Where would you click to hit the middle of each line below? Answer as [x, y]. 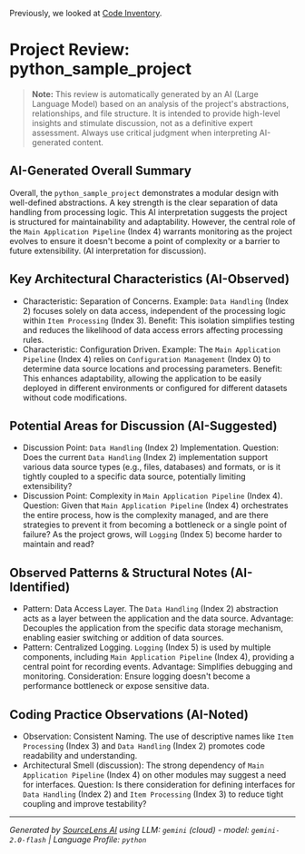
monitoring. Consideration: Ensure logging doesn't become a [137, 676]
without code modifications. [75, 398]
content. [88, 142]
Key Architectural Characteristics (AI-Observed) [150, 279]
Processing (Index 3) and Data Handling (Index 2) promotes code [144, 746]
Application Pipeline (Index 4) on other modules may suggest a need [154, 775]
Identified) [40, 587]
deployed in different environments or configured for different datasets [155, 388]
